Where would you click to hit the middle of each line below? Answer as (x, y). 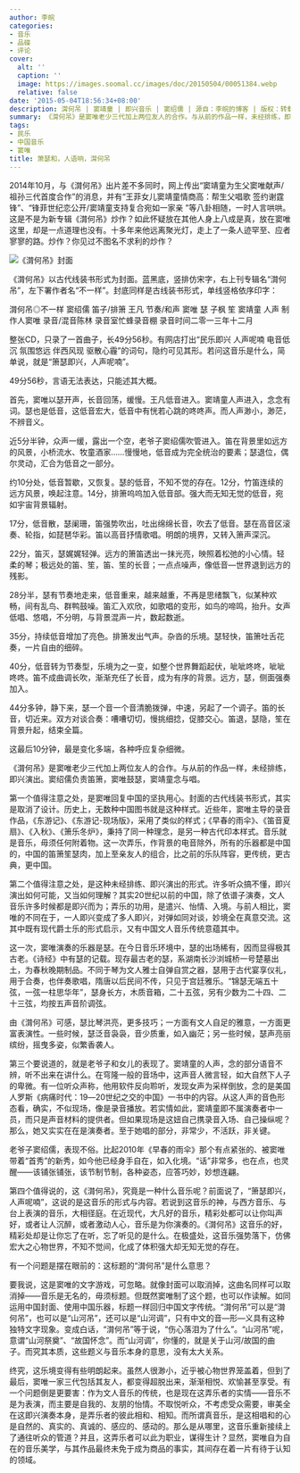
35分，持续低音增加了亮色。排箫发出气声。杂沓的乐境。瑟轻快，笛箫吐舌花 (147, 636)
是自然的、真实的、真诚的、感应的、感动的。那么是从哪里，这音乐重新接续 (146, 1426)
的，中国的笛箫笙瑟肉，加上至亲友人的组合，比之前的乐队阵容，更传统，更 (146, 853)
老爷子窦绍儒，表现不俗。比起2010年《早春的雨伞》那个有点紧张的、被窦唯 (147, 1149)
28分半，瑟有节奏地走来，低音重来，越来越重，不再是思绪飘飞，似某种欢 (143, 595)
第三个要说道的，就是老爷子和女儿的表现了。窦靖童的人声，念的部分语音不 (146, 1063)
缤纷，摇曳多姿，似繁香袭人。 (64, 1044)
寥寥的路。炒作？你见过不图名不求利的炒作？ (92, 241)
